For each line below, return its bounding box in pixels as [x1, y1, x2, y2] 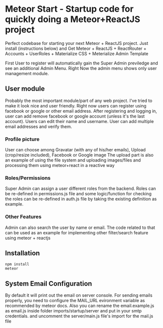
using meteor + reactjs [5, 235, 51, 241]
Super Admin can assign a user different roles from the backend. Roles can [5, 185, 156, 191]
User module [5, 84, 45, 93]
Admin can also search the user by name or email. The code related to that [5, 225, 155, 230]
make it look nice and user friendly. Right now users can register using [5, 102, 146, 108]
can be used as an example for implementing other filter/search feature [5, 229, 148, 235]
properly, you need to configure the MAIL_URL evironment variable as [5, 298, 145, 304]
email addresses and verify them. [5, 123, 72, 129]
